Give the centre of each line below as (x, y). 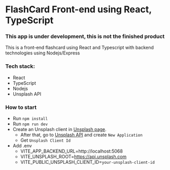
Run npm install (30, 119)
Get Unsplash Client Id (45, 140)
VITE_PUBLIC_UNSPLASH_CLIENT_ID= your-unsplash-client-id (88, 162)
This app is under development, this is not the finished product (85, 36)
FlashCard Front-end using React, (79, 10)
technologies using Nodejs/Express (43, 53)
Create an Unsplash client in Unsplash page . (59, 129)
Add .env (22, 146)
